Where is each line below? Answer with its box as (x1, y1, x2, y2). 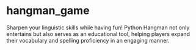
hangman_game (6, 4, 90, 18)
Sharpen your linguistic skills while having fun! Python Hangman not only (6, 24, 190, 31)
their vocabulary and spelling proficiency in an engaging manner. (6, 37, 170, 44)
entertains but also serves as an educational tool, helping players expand (6, 30, 191, 37)
